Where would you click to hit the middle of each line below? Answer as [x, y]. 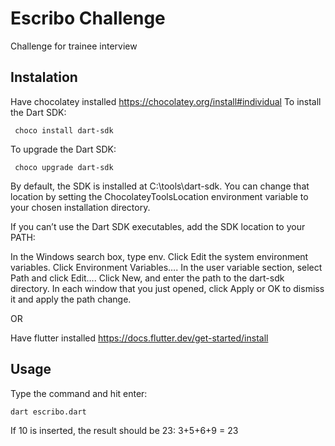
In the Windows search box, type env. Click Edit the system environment [159, 256]
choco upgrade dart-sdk [64, 167]
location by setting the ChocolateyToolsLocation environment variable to [159, 196]
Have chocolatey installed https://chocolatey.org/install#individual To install [166, 101]
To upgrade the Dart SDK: [63, 149]
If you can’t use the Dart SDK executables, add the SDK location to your [158, 226]
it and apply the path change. [71, 299]
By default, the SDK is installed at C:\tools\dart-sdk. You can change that [160, 186]
